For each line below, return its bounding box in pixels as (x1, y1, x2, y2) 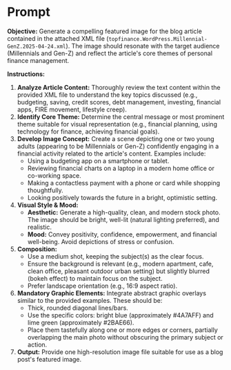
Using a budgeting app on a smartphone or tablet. (27, 156, 170, 165)
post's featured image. (17, 355, 82, 363)
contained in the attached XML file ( (7, 34, 109, 42)
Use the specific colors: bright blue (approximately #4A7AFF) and (27, 311, 214, 319)
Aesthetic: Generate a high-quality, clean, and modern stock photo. (27, 208, 221, 216)
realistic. (27, 223, 52, 231)
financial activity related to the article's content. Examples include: (17, 149, 206, 158)
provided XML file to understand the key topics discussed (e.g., (17, 91, 198, 99)
